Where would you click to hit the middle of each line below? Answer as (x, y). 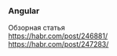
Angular (24, 11)
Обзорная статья (37, 28)
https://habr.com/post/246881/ (58, 36)
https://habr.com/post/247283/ (58, 44)
